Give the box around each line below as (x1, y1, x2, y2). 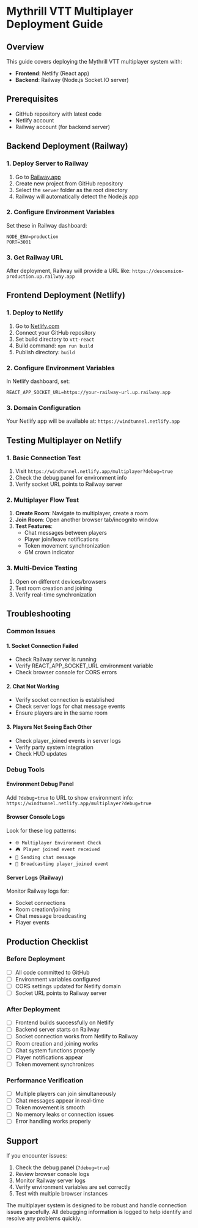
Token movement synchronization (24, 542, 110, 549)
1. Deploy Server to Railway (6, 159, 89, 168)
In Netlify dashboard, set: (6, 378, 70, 385)
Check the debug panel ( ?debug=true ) (15, 1164, 110, 1171)
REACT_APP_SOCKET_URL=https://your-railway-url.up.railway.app (6, 390, 171, 396)
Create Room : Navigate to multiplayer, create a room (15, 510, 148, 517)
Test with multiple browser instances (15, 1190, 108, 1197)
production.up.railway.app (6, 274, 75, 280)
